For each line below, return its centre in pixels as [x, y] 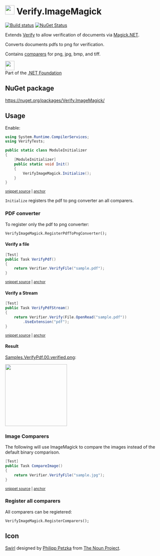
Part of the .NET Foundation [33, 73]
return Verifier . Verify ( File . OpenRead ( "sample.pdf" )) [70, 317]
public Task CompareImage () [34, 466]
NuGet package [30, 88]
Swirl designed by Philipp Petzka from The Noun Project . [63, 548]
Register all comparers [33, 501]
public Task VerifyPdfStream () [37, 308]
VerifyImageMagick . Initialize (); [57, 173]
